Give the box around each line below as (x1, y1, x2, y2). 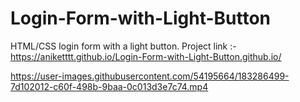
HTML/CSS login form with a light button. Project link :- (10, 40, 237, 52)
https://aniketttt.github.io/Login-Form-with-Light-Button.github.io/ (10, 50, 282, 62)
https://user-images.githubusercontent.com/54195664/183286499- (10, 70, 290, 82)
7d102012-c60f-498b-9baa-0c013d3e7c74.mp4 (10, 80, 209, 92)
